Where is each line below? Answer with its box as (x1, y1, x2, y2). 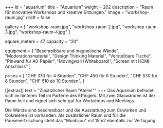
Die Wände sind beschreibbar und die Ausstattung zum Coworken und (5, 107, 146, 113)
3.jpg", (5, 29, 18, 35)
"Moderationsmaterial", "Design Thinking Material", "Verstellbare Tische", (5, 53, 152, 59)
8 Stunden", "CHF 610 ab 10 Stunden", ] (5, 78, 84, 84)
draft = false (26, 15, 51, 20)
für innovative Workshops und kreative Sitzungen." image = (5, 9, 125, 15)
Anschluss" (5, 63, 28, 69)
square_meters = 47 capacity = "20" (5, 38, 79, 44)
